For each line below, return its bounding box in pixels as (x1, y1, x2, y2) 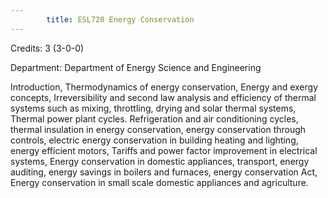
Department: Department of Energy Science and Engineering (10, 61, 262, 73)
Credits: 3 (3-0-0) (10, 42, 85, 54)
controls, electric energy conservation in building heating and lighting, (10, 134, 299, 146)
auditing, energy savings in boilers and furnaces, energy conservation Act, (10, 166, 318, 178)
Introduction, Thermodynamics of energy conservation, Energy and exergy (10, 81, 319, 93)
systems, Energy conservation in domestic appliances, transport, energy (10, 155, 310, 167)
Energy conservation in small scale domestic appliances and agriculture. (10, 176, 309, 188)
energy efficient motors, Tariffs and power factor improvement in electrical (10, 144, 318, 156)
